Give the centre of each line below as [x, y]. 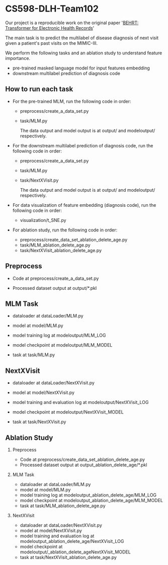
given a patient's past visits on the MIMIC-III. [52, 43]
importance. [18, 58]
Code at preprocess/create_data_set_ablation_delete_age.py [82, 459]
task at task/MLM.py [34, 355]
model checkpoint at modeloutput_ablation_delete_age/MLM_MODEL [92, 500]
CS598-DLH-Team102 [52, 9]
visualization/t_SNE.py [43, 220]
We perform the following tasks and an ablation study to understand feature [84, 53]
